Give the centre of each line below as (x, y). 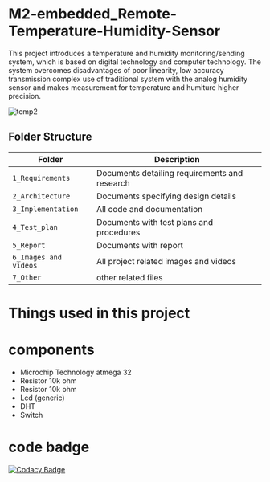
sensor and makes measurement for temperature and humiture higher (124, 87)
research (113, 183)
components (51, 350)
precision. (25, 96)
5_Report (29, 245)
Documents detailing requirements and (170, 173)
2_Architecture (41, 196)
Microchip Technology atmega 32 (76, 372)
